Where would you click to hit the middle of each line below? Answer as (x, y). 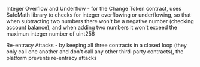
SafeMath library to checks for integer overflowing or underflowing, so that (99, 15)
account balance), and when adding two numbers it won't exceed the (92, 27)
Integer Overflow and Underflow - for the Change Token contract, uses (94, 9)
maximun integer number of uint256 (51, 34)
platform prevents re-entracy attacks (51, 58)
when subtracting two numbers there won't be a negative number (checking (100, 21)
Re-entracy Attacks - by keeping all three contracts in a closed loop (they (97, 45)
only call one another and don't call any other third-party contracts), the (95, 52)
